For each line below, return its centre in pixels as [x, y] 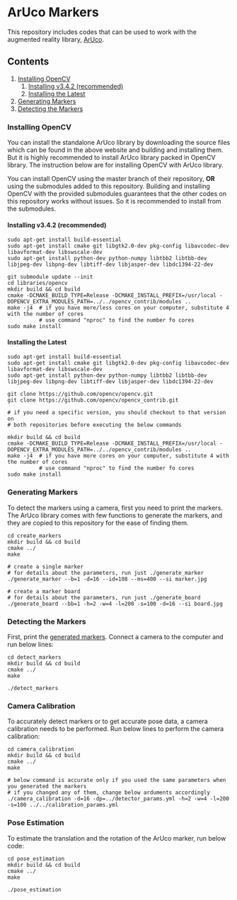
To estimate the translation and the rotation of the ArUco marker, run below [117, 838]
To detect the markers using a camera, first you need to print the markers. [115, 508]
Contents [28, 62]
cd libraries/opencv [38, 284]
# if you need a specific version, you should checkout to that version [117, 413]
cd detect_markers [34, 658]
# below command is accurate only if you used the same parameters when [117, 781]
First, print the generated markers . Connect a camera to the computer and [116, 637]
